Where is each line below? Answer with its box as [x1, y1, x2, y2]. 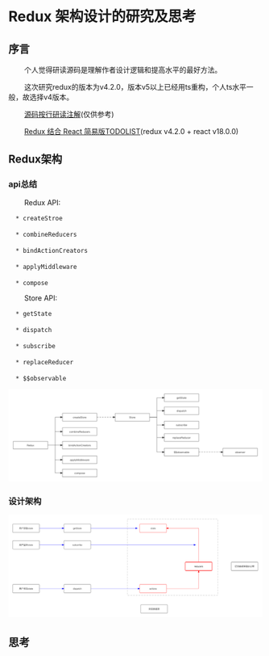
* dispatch [15, 326, 52, 334]
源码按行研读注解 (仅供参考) [23, 110, 114, 119]
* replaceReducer [15, 358, 74, 366]
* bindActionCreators [15, 246, 89, 254]
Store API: [23, 292, 58, 303]
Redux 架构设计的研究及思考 [8, 7, 197, 26]
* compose [15, 279, 48, 287]
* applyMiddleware [15, 263, 78, 271]
